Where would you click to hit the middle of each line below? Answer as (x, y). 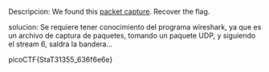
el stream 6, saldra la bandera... (61, 44)
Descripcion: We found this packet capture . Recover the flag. (109, 12)
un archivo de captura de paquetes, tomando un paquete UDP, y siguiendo (132, 36)
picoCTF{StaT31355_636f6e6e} (61, 60)
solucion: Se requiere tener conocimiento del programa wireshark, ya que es (135, 27)
